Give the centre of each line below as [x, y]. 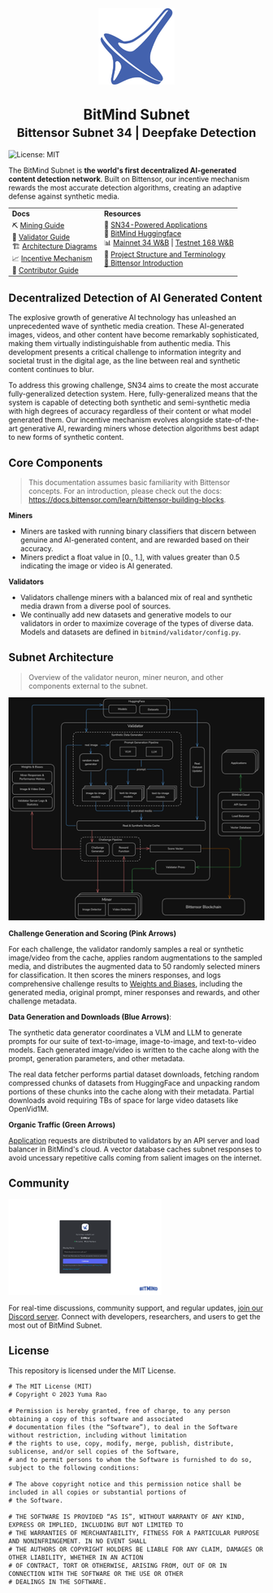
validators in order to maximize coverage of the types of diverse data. [137, 624]
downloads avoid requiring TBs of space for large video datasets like [123, 1100]
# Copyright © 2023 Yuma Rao [58, 1394]
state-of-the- [237, 420]
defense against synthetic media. [64, 196]
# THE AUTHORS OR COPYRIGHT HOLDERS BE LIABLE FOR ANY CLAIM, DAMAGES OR [136, 1549]
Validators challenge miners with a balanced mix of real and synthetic [136, 598]
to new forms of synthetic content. [66, 437]
